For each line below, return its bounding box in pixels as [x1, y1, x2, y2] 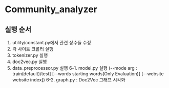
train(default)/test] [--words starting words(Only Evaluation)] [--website [12, 71, 164, 77]
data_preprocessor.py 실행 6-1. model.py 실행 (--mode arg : [12, 65, 138, 71]
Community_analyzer [5, 4, 98, 15]
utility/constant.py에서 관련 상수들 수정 [12, 40, 92, 45]
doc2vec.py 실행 [12, 58, 47, 65]
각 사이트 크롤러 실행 [12, 46, 54, 52]
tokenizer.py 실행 [12, 52, 48, 58]
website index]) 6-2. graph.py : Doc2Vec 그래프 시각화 [12, 77, 126, 82]
